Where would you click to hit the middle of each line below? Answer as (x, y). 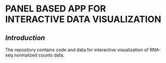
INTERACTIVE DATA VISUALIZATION (83, 19)
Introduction (25, 38)
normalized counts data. (39, 55)
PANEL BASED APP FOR (56, 9)
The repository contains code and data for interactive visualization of (77, 50)
